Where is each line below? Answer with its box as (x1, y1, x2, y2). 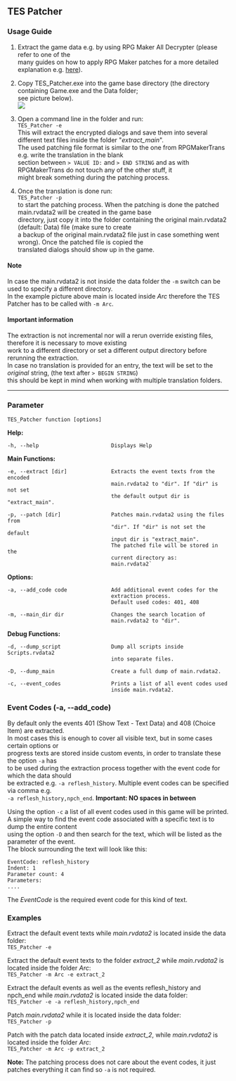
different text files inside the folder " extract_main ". (17, 135, 164, 144)
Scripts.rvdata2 (7, 649, 55, 657)
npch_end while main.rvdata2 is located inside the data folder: (7, 991, 188, 999)
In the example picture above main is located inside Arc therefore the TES (7, 292, 220, 300)
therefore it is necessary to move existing (7, 339, 127, 347)
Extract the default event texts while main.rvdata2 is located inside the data (7, 929, 226, 937)
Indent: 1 (7, 864, 37, 872)
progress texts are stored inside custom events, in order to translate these (7, 749, 221, 757)
